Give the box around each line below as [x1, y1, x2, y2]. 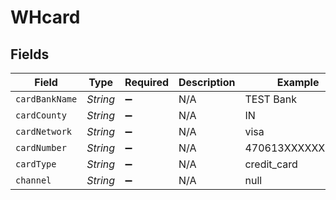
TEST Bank [244, 92, 297, 106]
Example [276, 76, 320, 89]
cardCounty [15, 110, 67, 121]
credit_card [244, 157, 298, 171]
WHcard [10, 6, 81, 29]
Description [178, 76, 236, 89]
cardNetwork [15, 126, 73, 137]
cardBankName [15, 94, 78, 105]
